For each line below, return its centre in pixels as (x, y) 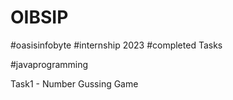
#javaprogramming (49, 64)
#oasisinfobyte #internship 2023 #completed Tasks (116, 45)
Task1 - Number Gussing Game (74, 83)
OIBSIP (39, 17)
